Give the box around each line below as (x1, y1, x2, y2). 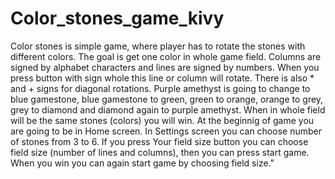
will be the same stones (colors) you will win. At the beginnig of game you (10, 114, 315, 126)
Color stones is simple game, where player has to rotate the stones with (10, 40, 306, 52)
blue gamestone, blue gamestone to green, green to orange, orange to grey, (10, 93, 324, 105)
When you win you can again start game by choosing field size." (10, 157, 275, 169)
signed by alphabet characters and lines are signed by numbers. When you (10, 61, 320, 73)
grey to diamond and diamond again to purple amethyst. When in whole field (10, 103, 326, 116)
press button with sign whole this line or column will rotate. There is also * (10, 72, 315, 84)
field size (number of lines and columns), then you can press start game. (10, 146, 310, 158)
